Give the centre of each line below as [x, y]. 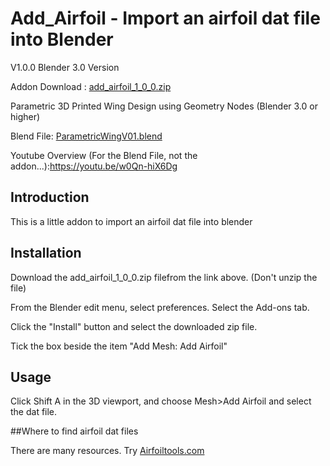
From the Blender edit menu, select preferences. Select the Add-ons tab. [160, 307]
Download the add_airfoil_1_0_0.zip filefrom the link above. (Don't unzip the [164, 277]
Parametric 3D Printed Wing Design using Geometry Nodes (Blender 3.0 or [164, 106]
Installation [46, 253]
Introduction [50, 197]
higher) [25, 116]
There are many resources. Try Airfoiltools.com [107, 451]
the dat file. [34, 412]
